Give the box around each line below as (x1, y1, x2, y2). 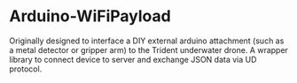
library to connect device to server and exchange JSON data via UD (9, 54, 257, 64)
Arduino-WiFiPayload (9, 6, 171, 26)
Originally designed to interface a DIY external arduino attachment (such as (9, 35, 285, 46)
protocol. (9, 64, 43, 74)
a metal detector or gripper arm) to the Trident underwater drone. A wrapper (9, 44, 288, 55)
